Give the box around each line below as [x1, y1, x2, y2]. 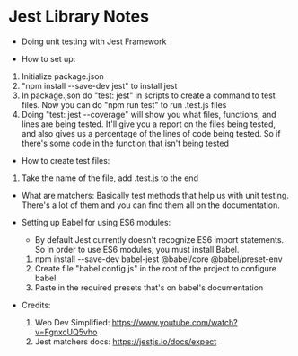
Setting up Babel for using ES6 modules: [21, 217, 171, 227]
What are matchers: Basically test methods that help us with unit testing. [21, 190, 289, 200]
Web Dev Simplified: [34, 316, 110, 327]
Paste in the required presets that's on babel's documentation [34, 281, 264, 293]
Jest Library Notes [8, 6, 150, 27]
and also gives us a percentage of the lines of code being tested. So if [21, 128, 281, 138]
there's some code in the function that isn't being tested [21, 138, 230, 148]
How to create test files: [21, 155, 110, 165]
